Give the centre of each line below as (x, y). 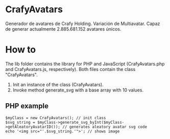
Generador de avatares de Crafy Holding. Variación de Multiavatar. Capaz (83, 24)
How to (21, 50)
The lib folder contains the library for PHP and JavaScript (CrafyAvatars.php (85, 64)
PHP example (27, 106)
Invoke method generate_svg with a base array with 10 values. (78, 90)
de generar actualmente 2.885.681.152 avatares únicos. (63, 29)
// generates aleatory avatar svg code (104, 127)
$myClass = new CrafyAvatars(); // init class (56, 118)
